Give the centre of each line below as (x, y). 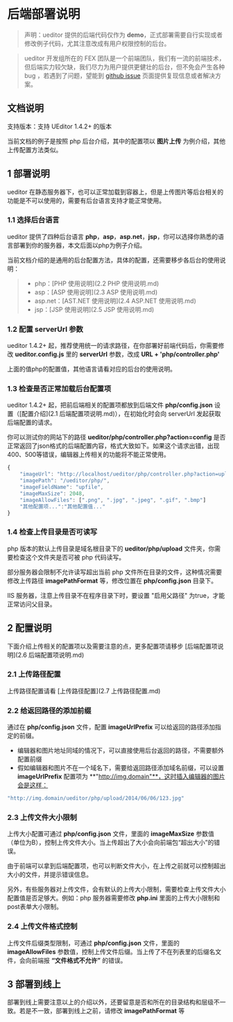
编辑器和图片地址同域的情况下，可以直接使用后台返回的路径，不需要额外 (120, 751)
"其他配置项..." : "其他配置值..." (63, 506)
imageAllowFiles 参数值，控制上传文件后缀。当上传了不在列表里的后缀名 (111, 951)
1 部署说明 (29, 174)
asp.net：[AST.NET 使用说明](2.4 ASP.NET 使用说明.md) (115, 301)
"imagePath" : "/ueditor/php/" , (65, 481)
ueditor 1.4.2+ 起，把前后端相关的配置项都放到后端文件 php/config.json (110, 405)
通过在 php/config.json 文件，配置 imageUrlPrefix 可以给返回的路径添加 (111, 727)
